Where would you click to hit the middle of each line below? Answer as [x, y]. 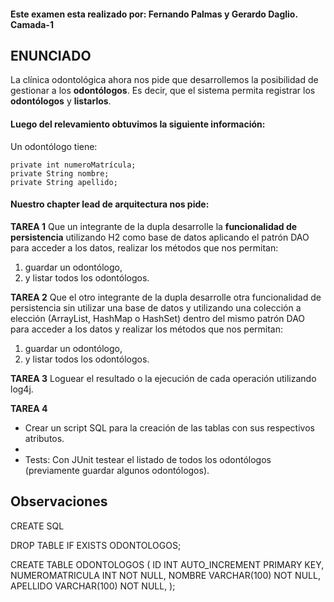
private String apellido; [64, 182]
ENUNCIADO [51, 55]
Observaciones [59, 501]
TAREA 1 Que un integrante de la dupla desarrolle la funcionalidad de [154, 226]
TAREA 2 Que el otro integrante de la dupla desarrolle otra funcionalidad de [166, 297]
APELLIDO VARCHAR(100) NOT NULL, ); [93, 586]
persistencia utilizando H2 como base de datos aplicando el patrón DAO [160, 237]
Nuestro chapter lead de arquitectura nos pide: [110, 204]
